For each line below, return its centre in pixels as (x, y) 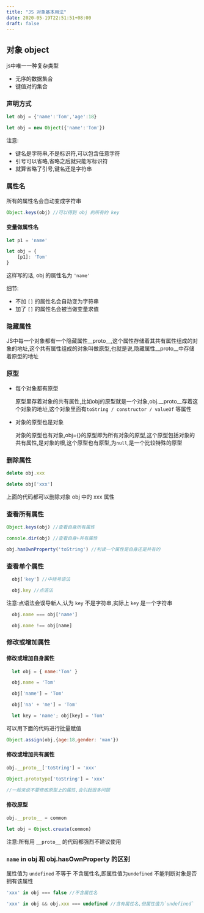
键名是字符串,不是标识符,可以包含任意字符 (67, 153)
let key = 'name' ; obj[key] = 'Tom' (58, 716)
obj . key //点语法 (32, 590)
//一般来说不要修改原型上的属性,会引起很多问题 (58, 790)
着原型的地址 (22, 356)
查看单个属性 (25, 566)
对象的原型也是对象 (39, 422)
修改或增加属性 (28, 643)
